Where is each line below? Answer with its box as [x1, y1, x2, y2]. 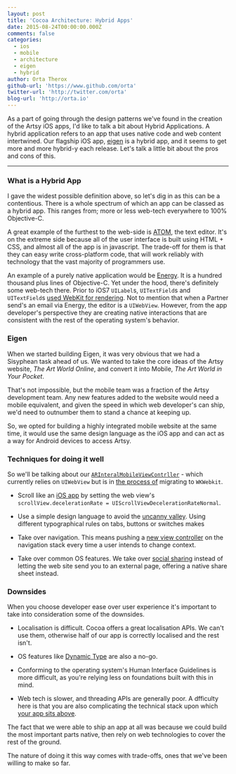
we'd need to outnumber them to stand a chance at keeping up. [7, 408, 192, 416]
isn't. [17, 638, 32, 647]
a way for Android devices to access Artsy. [7, 436, 131, 445]
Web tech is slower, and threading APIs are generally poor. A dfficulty [17, 695, 219, 703]
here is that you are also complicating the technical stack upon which [17, 702, 218, 710]
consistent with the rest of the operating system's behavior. [7, 316, 180, 324]
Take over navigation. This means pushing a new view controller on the [17, 533, 223, 542]
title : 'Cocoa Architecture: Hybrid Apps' [7, 17, 133, 24]
